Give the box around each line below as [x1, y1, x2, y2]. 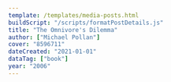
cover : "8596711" [8, 41, 65, 48]
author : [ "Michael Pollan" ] [8, 33, 101, 41]
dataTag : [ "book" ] [8, 55, 69, 63]
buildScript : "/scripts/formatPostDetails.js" [8, 19, 164, 27]
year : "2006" [8, 62, 51, 70]
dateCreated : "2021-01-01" [8, 48, 97, 55]
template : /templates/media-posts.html [8, 11, 139, 20]
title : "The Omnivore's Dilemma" [8, 26, 118, 34]
